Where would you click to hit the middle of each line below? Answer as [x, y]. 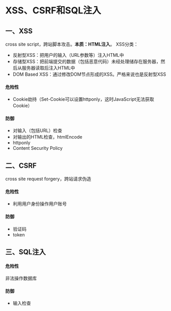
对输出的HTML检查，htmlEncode [48, 137]
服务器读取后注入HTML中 [48, 68]
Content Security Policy [38, 148]
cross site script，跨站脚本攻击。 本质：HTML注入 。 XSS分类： [72, 44]
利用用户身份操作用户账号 [40, 204]
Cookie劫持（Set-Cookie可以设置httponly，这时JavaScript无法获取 [83, 99]
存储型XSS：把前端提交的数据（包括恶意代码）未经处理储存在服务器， [87, 61]
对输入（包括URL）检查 [37, 130]
